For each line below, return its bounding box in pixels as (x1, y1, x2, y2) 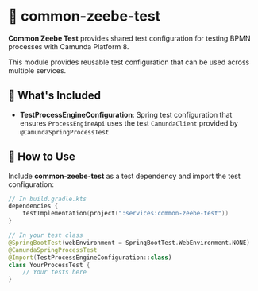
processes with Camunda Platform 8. (8, 41, 129, 51)
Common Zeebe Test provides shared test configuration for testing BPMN (8, 33, 252, 43)
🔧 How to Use (8, 150, 75, 164)
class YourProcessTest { (8, 261, 90, 269)
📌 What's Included (8, 89, 102, 103)
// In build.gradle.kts (8, 195, 87, 203)
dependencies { (8, 202, 59, 210)
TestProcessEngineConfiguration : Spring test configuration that (19, 110, 233, 119)
